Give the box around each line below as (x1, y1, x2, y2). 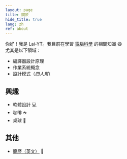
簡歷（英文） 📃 (12, 148, 44, 154)
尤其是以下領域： (5, 47, 41, 53)
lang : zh (5, 21, 24, 27)
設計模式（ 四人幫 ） (12, 71, 53, 77)
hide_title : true (5, 17, 42, 22)
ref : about (5, 26, 28, 31)
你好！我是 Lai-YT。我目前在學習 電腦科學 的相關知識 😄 (5, 41, 122, 47)
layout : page (5, 7, 33, 13)
